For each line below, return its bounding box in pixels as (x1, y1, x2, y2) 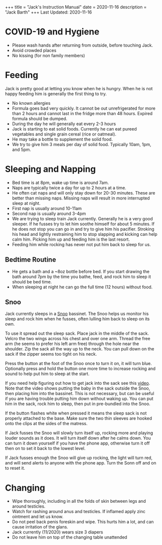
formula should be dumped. (12, 116, 68, 121)
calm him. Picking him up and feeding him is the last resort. (12, 236, 130, 242)
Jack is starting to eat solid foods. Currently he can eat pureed (12, 126, 137, 132)
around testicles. (12, 503, 46, 509)
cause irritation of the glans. (12, 524, 69, 530)
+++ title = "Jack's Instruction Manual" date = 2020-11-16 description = (5, 4, 147, 10)
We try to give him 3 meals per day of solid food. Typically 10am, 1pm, (12, 141, 151, 147)
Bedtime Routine (5, 256, 57, 264)
